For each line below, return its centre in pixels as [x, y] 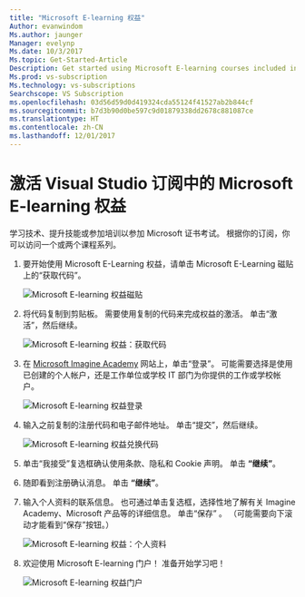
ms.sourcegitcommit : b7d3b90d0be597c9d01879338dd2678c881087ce [132, 111]
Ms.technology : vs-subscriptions [73, 85]
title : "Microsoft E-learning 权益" [77, 18]
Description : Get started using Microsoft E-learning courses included [148, 69]
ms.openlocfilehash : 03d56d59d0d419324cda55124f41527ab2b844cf [132, 102]
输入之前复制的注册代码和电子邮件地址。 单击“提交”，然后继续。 [143, 425]
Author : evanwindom [46, 26]
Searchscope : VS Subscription [67, 93]
